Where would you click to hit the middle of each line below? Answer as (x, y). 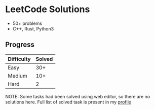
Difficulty (20, 59)
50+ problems (27, 23)
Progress (20, 45)
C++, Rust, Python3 (33, 28)
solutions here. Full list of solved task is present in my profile (68, 102)
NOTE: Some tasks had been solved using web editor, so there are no (78, 96)
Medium (17, 76)
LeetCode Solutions (48, 9)
